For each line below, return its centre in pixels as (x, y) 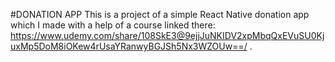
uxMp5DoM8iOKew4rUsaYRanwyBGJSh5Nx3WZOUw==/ (129, 46)
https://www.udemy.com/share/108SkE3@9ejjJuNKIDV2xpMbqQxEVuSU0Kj (167, 35)
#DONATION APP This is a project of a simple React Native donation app (160, 14)
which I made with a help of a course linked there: (113, 25)
